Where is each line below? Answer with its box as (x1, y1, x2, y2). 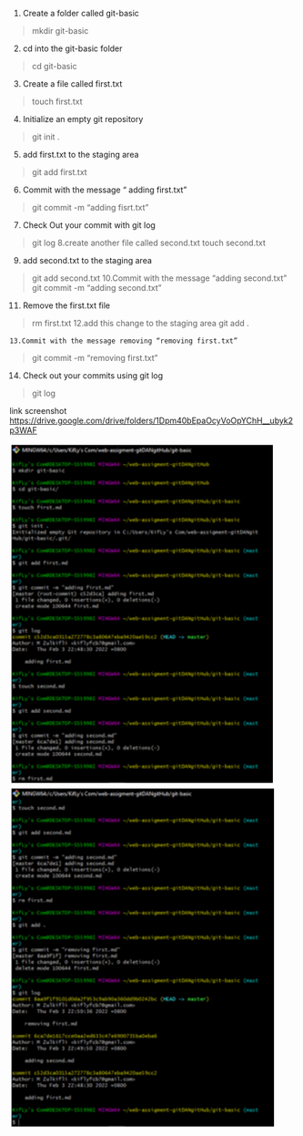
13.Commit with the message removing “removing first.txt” (9, 336, 238, 346)
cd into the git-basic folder (22, 43, 123, 54)
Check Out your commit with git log (22, 220, 157, 231)
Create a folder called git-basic (22, 8, 139, 18)
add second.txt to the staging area (22, 255, 153, 265)
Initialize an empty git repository (22, 114, 144, 124)
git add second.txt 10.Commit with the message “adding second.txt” (31, 273, 288, 284)
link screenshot (9, 406, 67, 416)
